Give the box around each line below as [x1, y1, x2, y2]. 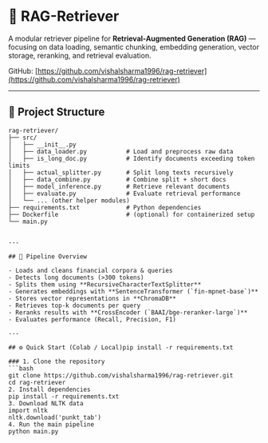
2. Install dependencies [8, 385, 91, 393]
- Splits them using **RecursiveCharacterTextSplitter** [8, 280, 202, 289]
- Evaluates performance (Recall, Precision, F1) [8, 315, 177, 323]
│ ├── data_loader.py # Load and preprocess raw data [8, 147, 234, 155]
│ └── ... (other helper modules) [8, 196, 130, 205]
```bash [8, 364, 34, 373]
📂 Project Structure [8, 106, 105, 119]
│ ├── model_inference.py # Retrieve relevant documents [8, 182, 230, 190]
